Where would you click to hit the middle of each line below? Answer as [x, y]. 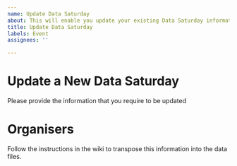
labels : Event [28, 34]
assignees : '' [28, 40]
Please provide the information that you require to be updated [97, 101]
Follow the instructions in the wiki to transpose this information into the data [117, 149]
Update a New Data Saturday [93, 81]
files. [14, 156]
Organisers [41, 130]
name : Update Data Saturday [49, 14]
